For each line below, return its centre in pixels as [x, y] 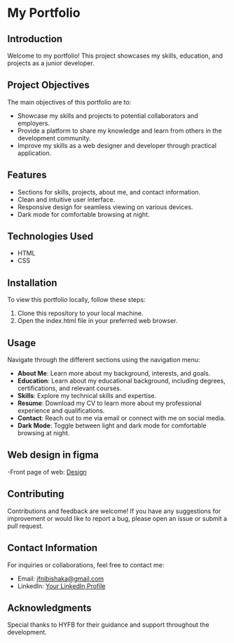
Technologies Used [50, 237]
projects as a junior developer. [51, 63]
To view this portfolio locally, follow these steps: [76, 300]
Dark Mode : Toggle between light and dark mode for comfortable [112, 425]
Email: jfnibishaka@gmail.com [61, 578]
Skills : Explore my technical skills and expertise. [87, 396]
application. [34, 153]
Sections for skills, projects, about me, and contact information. [109, 192]
